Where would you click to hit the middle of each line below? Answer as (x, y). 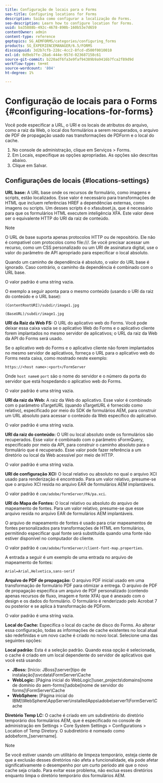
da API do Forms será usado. (34, 338)
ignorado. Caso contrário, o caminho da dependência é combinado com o (79, 267)
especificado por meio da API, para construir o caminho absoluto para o (77, 445)
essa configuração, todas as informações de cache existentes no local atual (81, 630)
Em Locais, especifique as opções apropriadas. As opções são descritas (85, 155)
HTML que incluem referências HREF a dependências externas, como (75, 203)
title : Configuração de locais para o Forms (51, 9)
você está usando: (24, 660)
